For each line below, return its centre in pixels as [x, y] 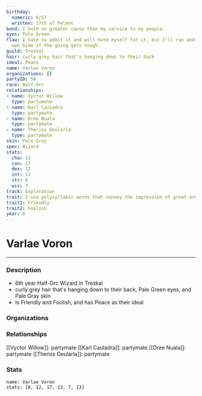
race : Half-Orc [25, 85]
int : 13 [21, 175]
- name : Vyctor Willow [35, 96]
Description [24, 270]
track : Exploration [31, 191]
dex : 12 [21, 169]
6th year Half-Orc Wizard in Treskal [59, 283]
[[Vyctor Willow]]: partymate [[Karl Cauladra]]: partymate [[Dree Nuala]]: [96, 347]
